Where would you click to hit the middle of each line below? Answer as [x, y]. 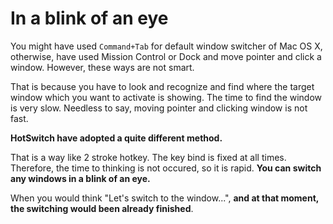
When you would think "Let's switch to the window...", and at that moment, [165, 198]
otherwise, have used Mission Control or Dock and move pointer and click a [166, 56]
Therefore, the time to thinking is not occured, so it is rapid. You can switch [166, 168]
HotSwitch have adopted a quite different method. [116, 138]
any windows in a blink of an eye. [80, 178]
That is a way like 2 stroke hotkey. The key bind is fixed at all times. [148, 157]
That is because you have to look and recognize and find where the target [162, 86]
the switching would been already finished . [102, 208]
